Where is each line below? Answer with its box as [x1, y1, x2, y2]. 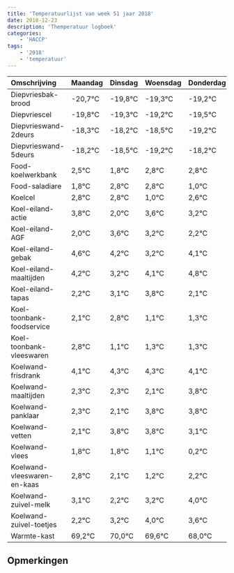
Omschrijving [10, 77, 57, 87]
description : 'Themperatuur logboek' [7, 23, 117, 30]
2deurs [10, 130, 35, 140]
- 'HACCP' [19, 36, 49, 43]
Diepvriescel [10, 110, 52, 119]
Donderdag [187, 77, 226, 87]
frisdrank [10, 371, 40, 380]
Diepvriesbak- [10, 89, 59, 99]
